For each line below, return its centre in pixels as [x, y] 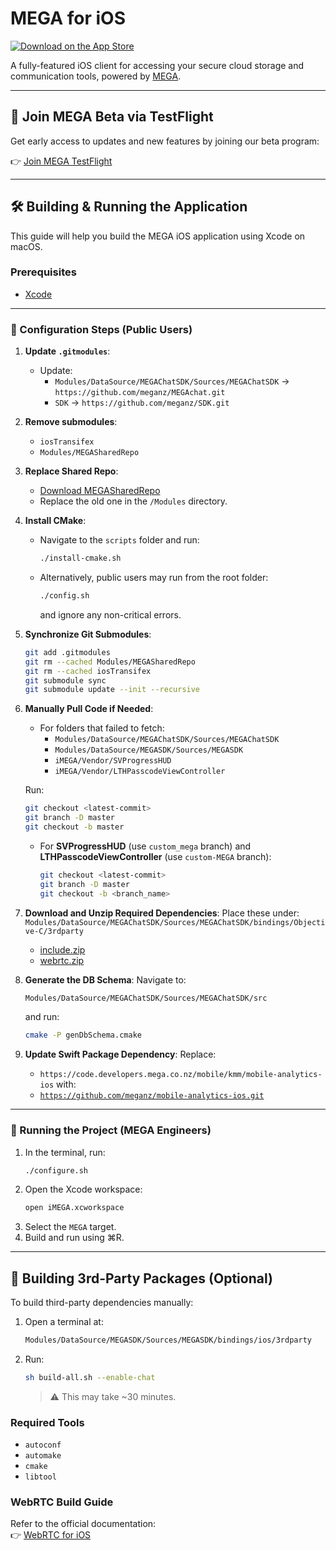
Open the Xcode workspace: [83, 1189]
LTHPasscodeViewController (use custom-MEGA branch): [155, 856]
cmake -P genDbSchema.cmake [83, 1035]
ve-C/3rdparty [54, 931]
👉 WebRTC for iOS [51, 1535]
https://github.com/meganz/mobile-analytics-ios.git [152, 1096]
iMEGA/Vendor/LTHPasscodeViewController [140, 772]
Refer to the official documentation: [83, 1524]
